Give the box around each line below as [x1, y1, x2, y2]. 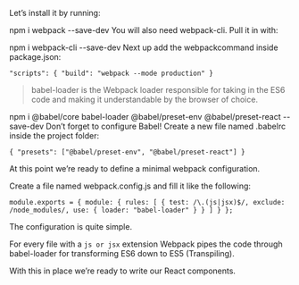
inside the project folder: [9, 130, 100, 141]
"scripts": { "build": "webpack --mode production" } [9, 69, 214, 78]
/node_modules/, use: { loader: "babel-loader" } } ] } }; [9, 205, 234, 214]
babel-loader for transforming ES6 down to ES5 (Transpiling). [9, 248, 235, 258]
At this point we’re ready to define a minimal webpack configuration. [9, 163, 261, 173]
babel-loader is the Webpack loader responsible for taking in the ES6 [30, 85, 286, 95]
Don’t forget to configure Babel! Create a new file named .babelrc [46, 121, 287, 131]
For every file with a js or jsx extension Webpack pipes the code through [9, 239, 283, 249]
